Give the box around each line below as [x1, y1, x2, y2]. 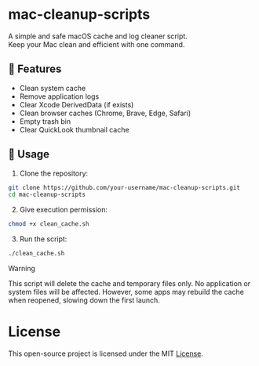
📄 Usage [8, 147, 49, 161]
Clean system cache [19, 83, 86, 92]
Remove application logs [19, 92, 100, 101]
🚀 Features [8, 63, 62, 76]
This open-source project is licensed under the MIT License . [8, 349, 204, 358]
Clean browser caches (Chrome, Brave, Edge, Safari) [19, 108, 192, 118]
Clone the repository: [19, 169, 89, 178]
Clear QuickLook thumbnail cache [19, 125, 129, 134]
